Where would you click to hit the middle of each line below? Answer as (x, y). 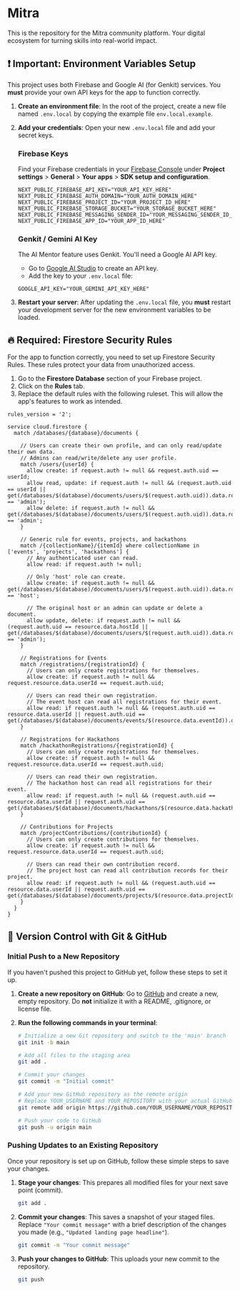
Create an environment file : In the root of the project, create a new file (122, 106)
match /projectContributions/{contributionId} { (94, 834)
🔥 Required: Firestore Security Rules (90, 340)
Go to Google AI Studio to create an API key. (93, 269)
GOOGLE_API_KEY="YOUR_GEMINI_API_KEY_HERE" (84, 289)
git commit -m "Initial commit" (66, 1081)
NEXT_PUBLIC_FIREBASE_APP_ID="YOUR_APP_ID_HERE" (91, 221)
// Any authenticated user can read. (82, 559)
